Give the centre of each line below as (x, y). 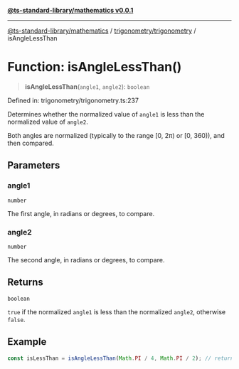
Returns (26, 283)
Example (27, 342)
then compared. (31, 143)
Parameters (34, 165)
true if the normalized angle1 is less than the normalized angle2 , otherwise (117, 311)
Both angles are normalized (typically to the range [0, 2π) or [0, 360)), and (116, 135)
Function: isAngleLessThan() (95, 67)
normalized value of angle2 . (48, 122)
